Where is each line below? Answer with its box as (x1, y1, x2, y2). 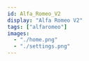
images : (7, 29, 30, 37)
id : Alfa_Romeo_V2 (7, 10, 61, 18)
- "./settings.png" (13, 43, 71, 50)
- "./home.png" (13, 36, 58, 43)
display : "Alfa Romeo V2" (7, 17, 83, 24)
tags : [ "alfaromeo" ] (7, 23, 68, 30)
